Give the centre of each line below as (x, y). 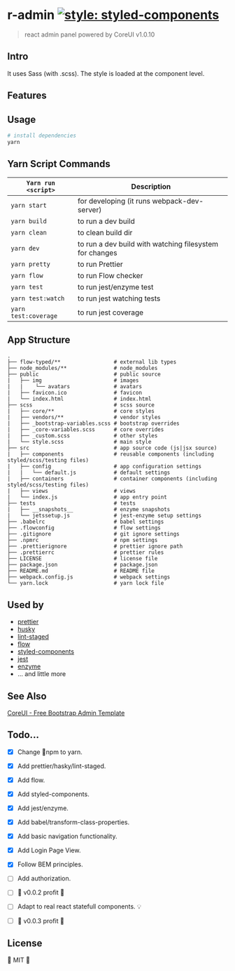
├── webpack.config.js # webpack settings (89, 577)
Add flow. (31, 780)
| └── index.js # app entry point (87, 497)
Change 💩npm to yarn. (50, 752)
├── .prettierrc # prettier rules (86, 553)
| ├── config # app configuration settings (104, 467)
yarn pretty (31, 264)
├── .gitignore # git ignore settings (93, 534)
